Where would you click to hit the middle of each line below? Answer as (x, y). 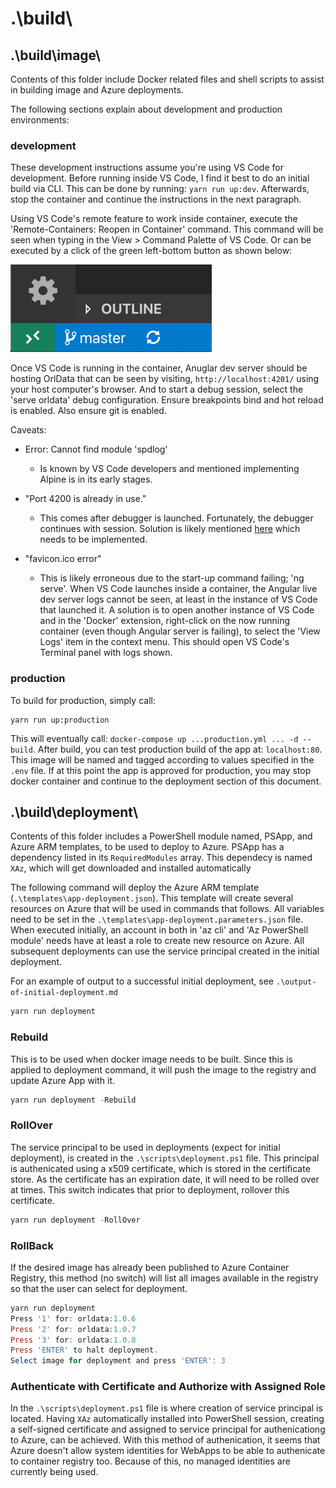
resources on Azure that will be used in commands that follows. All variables (167, 909)
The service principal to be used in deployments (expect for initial (145, 1147)
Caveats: (28, 430)
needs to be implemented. (93, 539)
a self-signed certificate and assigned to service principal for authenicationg (168, 1429)
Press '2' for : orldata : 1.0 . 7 (73, 1329)
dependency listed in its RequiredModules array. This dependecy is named (161, 858)
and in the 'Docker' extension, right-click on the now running (164, 621)
